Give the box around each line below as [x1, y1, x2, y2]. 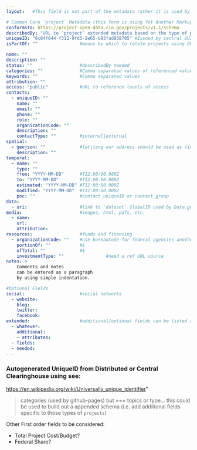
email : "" [16, 106, 41, 112]
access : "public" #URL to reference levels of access [6, 84, 169, 90]
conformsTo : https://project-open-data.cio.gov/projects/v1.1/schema [6, 25, 180, 30]
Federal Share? [14, 438, 52, 445]
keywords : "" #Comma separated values [6, 73, 141, 79]
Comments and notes [16, 264, 64, 270]
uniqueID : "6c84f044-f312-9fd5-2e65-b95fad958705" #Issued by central [6, 36, 182, 42]
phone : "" [16, 111, 41, 117]
